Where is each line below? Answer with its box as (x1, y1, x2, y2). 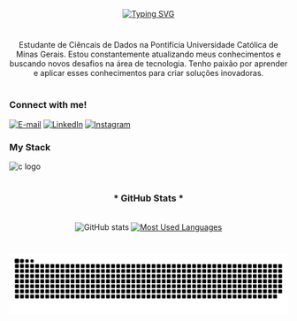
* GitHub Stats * (113, 192, 184, 204)
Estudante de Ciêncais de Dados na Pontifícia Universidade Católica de (19, 40, 278, 50)
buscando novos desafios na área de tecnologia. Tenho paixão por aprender (9, 58, 288, 69)
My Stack (9, 141, 51, 153)
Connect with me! (9, 99, 88, 111)
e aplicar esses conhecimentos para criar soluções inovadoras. (33, 68, 264, 79)
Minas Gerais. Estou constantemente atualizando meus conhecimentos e (16, 49, 281, 60)
